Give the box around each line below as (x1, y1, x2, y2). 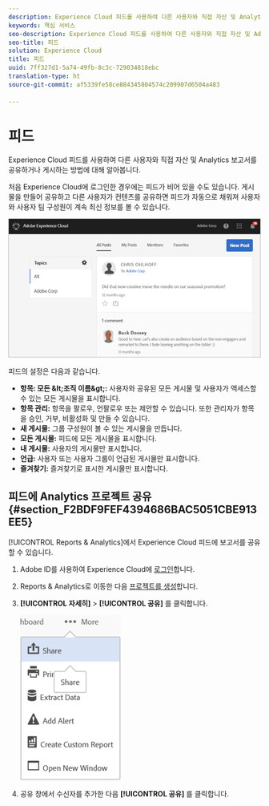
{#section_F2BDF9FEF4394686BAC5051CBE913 (8, 502, 258, 516)
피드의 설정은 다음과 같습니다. (8, 367, 101, 376)
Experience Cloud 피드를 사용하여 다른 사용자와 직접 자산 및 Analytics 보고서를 (8, 155, 258, 164)
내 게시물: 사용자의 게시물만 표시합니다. (19, 444, 143, 453)
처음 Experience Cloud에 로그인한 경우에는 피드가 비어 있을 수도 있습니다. (8, 182, 240, 192)
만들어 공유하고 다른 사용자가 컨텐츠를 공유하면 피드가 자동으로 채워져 (22, 192, 239, 202)
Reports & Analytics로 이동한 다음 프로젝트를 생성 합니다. (19, 581, 199, 591)
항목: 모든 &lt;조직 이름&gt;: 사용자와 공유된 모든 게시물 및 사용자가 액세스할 (19, 383, 257, 393)
